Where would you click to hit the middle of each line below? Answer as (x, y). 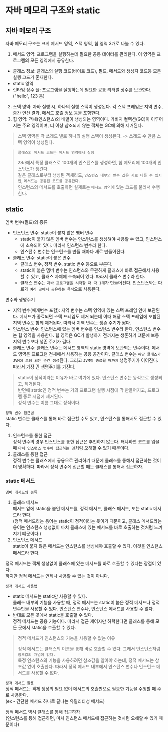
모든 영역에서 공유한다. (52, 60)
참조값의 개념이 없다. (36, 655)
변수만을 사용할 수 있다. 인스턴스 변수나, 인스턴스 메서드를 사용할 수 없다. (83, 609)
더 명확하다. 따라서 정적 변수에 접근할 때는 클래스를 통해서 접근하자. (78, 466)
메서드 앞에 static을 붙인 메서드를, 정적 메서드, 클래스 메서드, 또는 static (82, 509)
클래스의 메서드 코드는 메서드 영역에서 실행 (56, 153)
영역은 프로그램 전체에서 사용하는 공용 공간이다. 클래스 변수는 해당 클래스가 (90, 354)
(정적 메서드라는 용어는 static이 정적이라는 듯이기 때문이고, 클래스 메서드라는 (87, 521)
